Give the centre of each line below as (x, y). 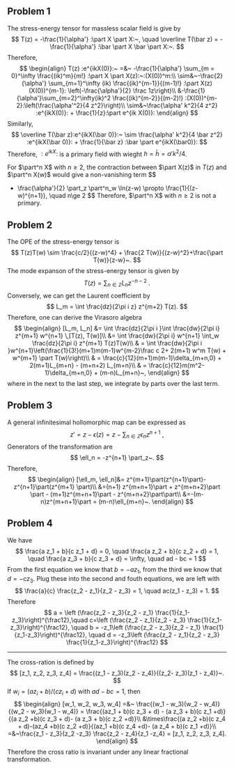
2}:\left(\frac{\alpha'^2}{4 (53, 105)
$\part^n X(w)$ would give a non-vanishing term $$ (82, 175)
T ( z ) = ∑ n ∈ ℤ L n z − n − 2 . (117, 283)
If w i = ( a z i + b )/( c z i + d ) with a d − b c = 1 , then (74, 692)
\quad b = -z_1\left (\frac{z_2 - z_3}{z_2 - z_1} (136, 628)
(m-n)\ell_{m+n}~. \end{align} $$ (146, 502)
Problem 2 (30, 225)
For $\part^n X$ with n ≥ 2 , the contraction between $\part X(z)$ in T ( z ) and (117, 167)
